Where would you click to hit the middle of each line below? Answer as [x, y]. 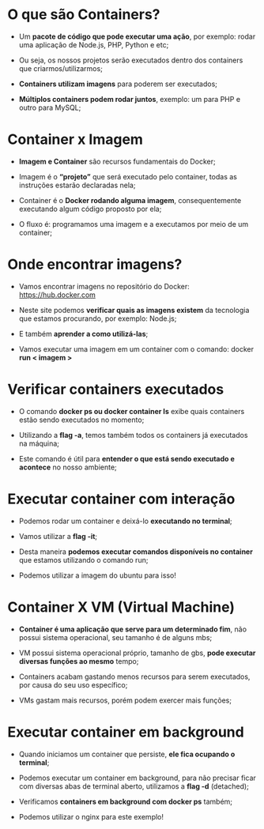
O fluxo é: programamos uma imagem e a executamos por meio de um [134, 224]
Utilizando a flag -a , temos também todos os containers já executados [133, 435]
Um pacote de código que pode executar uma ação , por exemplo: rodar [137, 36]
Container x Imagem [75, 139]
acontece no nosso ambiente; [68, 467]
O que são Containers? [84, 15]
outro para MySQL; [50, 107]
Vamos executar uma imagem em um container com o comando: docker [136, 349]
